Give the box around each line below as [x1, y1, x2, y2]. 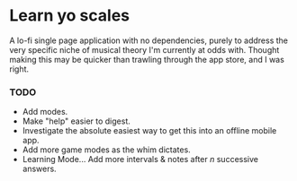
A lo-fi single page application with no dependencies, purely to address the [9, 35, 289, 46]
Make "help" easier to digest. [22, 116, 130, 126]
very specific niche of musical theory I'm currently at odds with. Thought [9, 44, 280, 55]
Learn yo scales [9, 5, 130, 26]
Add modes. [22, 107, 68, 117]
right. [9, 64, 30, 74]
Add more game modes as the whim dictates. [22, 144, 191, 155]
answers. [22, 163, 57, 175]
